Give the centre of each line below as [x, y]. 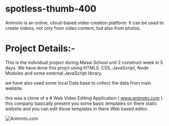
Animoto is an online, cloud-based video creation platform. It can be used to [85, 23]
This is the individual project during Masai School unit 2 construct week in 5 [84, 62]
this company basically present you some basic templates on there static [81, 103]
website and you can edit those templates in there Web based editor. [77, 108]
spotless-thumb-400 [51, 9]
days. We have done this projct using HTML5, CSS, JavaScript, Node [77, 68]
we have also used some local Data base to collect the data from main [78, 83]
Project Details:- [40, 49]
